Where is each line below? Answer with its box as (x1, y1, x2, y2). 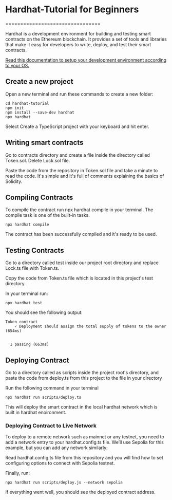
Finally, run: (5, 470, 30, 476)
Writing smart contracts (5, 138, 84, 147)
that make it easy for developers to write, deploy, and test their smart (5, 41, 151, 47)
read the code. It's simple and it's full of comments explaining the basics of (5, 173, 164, 179)
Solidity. (5, 178, 23, 184)
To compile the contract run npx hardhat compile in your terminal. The (5, 207, 154, 213)
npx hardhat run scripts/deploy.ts (5, 395, 82, 400)
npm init (5, 105, 24, 110)
